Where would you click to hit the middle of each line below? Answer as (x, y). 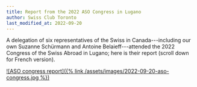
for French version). (31, 60)
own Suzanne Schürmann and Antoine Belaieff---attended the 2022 (90, 47)
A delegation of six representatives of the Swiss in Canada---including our (98, 40)
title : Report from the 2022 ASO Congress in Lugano (74, 12)
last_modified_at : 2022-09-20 (44, 23)
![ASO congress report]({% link (45, 71)
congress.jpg (23, 78)
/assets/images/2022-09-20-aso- (127, 71)
